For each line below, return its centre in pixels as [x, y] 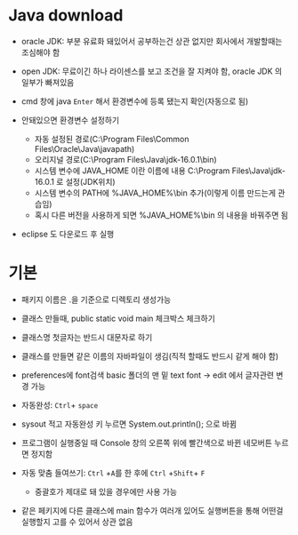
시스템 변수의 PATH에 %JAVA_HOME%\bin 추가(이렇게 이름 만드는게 [155, 193]
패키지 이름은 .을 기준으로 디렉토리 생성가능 [96, 299]
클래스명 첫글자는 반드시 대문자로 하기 [87, 337]
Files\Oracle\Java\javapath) [85, 148]
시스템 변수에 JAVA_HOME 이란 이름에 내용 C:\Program [132, 171]
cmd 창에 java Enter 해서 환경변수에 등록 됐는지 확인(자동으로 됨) [135, 101]
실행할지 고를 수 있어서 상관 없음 [77, 522]
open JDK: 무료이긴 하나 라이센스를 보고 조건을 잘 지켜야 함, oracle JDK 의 [151, 71]
